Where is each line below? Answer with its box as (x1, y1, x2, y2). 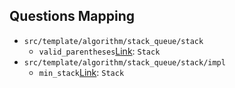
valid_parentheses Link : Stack (38, 45, 161, 57)
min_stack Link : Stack (38, 66, 125, 78)
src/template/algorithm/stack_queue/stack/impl (23, 57, 226, 68)
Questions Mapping (9, 8, 135, 25)
